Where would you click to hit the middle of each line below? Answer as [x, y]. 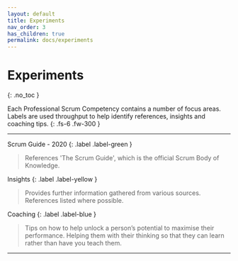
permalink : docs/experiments [50, 40]
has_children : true [36, 34]
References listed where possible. [74, 201]
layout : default [31, 14]
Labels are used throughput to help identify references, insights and [106, 116]
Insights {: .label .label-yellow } [52, 179]
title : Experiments [36, 21]
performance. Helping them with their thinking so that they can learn [124, 235]
